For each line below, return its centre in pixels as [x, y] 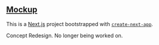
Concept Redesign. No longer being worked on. [65, 36]
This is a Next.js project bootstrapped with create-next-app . [80, 24]
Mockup [22, 10]
